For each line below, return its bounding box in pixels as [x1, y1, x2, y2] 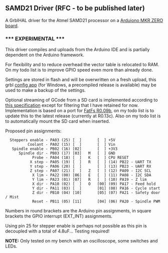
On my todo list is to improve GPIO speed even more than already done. [5, 67, 153, 73]
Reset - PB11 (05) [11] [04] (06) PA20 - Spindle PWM [32, 199, 160, 204]
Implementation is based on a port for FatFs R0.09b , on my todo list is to [5, 108, 154, 114]
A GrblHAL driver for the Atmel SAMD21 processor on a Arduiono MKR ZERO [5, 17, 163, 23]
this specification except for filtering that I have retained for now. [5, 102, 139, 108]
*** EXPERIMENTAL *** [5, 35, 65, 42]
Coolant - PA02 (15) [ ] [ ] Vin [27, 142, 115, 147]
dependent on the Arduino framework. [5, 52, 84, 58]
